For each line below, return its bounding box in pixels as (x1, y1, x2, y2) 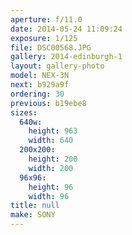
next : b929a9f (10, 80, 70, 90)
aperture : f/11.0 (10, 14, 83, 25)
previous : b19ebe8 (10, 98, 87, 108)
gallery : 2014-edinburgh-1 (10, 52, 123, 62)
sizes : (10, 107, 38, 118)
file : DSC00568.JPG (10, 42, 92, 53)
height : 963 (28, 126, 78, 136)
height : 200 (28, 154, 78, 164)
